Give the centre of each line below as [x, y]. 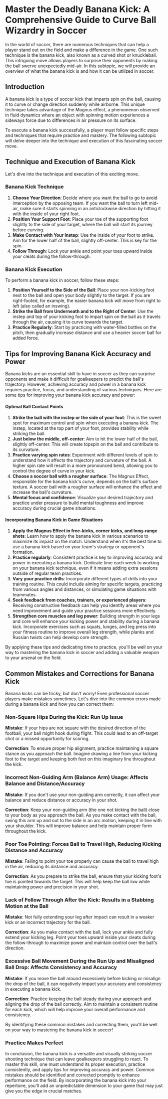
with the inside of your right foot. [46, 214]
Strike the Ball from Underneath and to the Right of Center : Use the [83, 311]
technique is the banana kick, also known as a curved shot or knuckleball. [81, 55]
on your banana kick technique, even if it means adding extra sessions [85, 568]
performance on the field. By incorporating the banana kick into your [76, 1080]
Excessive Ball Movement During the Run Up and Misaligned [80, 961]
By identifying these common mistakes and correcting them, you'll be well [81, 1024]
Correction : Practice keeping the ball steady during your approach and [78, 999]
